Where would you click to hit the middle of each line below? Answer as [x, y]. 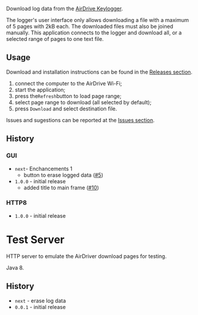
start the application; [40, 90]
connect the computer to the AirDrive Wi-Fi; [68, 83]
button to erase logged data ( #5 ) [63, 175]
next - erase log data [40, 300]
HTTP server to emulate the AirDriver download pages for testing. [87, 256]
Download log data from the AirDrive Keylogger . [65, 9]
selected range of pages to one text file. [55, 39]
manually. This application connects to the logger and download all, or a [94, 33]
